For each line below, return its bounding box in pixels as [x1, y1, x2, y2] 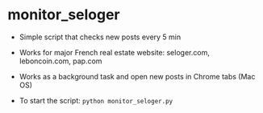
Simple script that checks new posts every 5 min [19, 32, 182, 42]
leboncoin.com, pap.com [19, 56, 102, 66]
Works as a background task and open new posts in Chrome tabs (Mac [19, 71, 256, 81]
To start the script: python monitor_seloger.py [19, 95, 173, 105]
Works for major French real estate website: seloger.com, [19, 47, 211, 57]
